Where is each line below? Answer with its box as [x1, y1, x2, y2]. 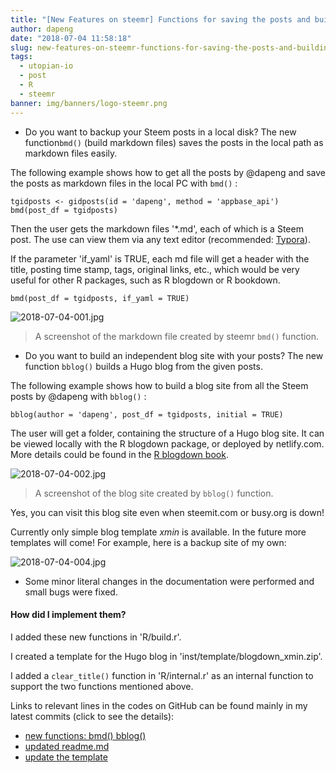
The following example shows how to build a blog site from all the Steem [10, 379, 309, 391]
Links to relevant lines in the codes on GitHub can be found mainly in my [10, 699, 308, 711]
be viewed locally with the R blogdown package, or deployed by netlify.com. [10, 437, 325, 450]
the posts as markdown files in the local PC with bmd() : [10, 177, 238, 189]
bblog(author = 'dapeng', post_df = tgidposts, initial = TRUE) [10, 409, 284, 420]
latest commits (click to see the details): [10, 710, 175, 722]
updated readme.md [24, 740, 110, 752]
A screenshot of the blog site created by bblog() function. [34, 487, 274, 499]
